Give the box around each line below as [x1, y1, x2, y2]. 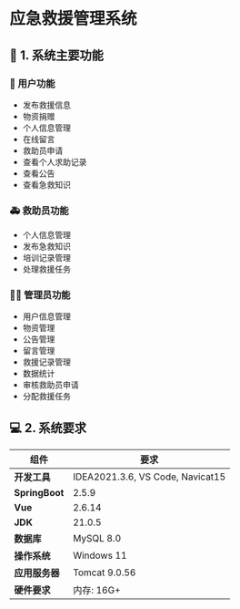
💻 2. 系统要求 [9, 420, 87, 436]
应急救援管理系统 [9, 8, 138, 29]
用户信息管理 [22, 311, 71, 322]
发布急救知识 [22, 241, 71, 252]
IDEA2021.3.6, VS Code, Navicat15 [72, 470, 226, 483]
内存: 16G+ [72, 584, 121, 597]
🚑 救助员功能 [9, 204, 70, 217]
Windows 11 [72, 549, 127, 562]
